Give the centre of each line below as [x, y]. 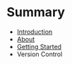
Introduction [35, 32]
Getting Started [39, 46]
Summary [36, 12]
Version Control [40, 54]
